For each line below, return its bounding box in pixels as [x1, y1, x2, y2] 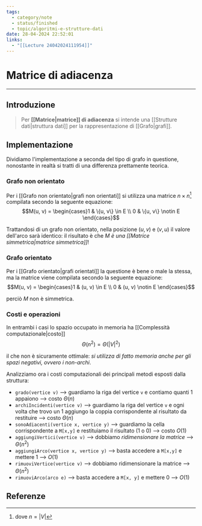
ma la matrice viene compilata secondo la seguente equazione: [6, 274, 163, 281]
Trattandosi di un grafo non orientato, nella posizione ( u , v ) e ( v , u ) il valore [6, 226, 191, 233]
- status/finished [11, 20, 58, 26]
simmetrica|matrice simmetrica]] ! [6, 239, 89, 246]
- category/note [11, 14, 52, 21]
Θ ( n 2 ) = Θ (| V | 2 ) [82, 339, 120, 347]
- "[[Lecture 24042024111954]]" [11, 43, 93, 49]
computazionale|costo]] [6, 330, 66, 337]
